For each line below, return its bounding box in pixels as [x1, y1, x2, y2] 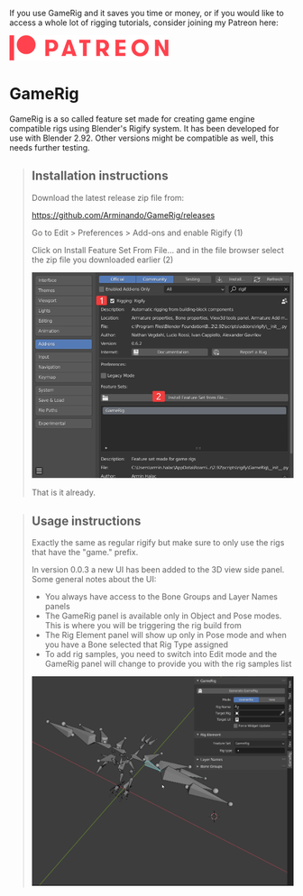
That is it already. [31, 487, 96, 498]
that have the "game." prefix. [31, 547, 139, 558]
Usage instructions [31, 513, 142, 528]
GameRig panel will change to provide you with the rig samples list [44, 658, 292, 670]
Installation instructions [31, 169, 169, 184]
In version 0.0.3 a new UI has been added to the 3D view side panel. [31, 564, 285, 575]
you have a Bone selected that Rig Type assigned [44, 639, 228, 650]
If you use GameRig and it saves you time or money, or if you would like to [9, 8, 284, 18]
